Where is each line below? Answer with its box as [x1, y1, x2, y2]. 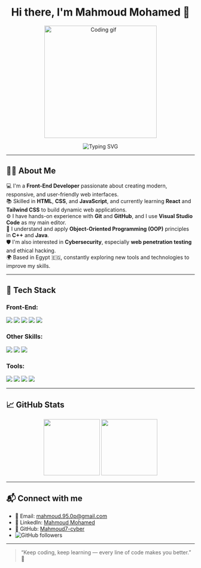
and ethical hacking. [6, 247, 56, 254]
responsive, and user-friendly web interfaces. [6, 191, 119, 198]
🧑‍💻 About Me [6, 166, 56, 176]
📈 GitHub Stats [6, 400, 65, 410]
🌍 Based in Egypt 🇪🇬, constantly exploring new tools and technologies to [6, 253, 190, 261]
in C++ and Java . [6, 231, 50, 238]
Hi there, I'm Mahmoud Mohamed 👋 [11, 5, 190, 19]
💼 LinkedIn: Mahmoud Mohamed [14, 518, 96, 526]
